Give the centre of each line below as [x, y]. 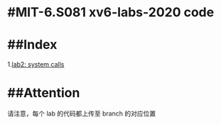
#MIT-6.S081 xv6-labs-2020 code [111, 12]
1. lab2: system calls [36, 64]
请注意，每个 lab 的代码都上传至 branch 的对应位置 [82, 113]
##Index [32, 45]
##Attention [44, 93]
